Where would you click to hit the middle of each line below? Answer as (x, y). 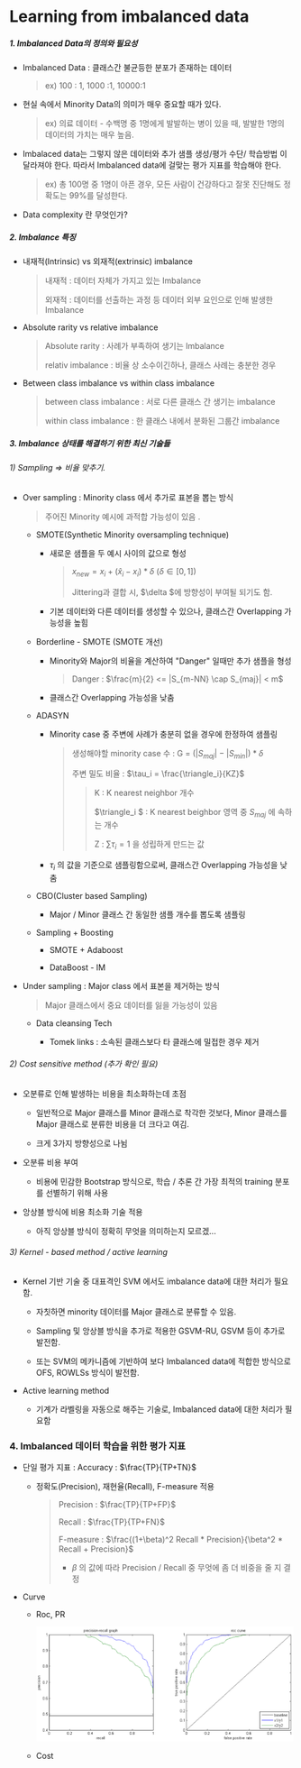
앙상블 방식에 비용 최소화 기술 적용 (82, 1212)
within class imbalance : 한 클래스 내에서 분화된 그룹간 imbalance (162, 421)
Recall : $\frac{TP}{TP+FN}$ (111, 1522)
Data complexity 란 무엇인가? (75, 215)
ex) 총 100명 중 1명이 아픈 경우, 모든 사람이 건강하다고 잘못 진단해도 (163, 184)
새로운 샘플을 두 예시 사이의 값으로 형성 (118, 553)
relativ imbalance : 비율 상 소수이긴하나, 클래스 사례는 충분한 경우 (160, 365)
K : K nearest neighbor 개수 (144, 793)
